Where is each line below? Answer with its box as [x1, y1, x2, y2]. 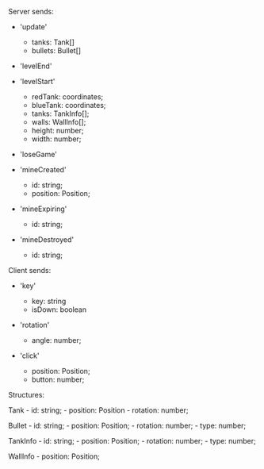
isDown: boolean [31, 305, 87, 314]
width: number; [31, 134, 82, 144]
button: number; [31, 375, 85, 384]
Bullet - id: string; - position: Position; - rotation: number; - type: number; [8, 421, 247, 430]
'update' [19, 22, 48, 31]
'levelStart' [19, 77, 55, 86]
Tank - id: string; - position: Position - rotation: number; [8, 406, 189, 415]
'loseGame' [19, 150, 58, 159]
